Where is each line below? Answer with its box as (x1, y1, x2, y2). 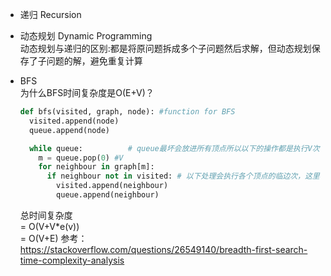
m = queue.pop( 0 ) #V (38, 153, 124, 163)
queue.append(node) (29, 125, 110, 135)
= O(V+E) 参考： (19, 232, 88, 244)
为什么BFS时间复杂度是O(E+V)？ (19, 87, 155, 98)
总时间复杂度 (19, 209, 73, 221)
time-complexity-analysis (19, 254, 125, 266)
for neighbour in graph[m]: (38, 162, 155, 172)
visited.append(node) (29, 116, 120, 126)
